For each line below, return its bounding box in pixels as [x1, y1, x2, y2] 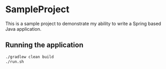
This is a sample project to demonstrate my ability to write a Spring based [5, 20, 161, 27]
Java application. [5, 26, 42, 32]
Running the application [5, 41, 84, 50]
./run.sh [5, 59, 24, 64]
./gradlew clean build [5, 54, 54, 59]
